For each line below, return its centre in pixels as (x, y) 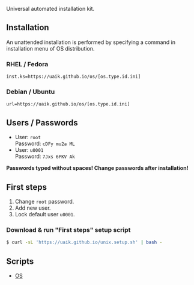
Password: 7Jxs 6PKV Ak (45, 157)
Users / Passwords (42, 123)
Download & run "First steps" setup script (68, 230)
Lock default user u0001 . (45, 215)
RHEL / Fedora (27, 64)
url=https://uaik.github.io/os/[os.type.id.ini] (68, 104)
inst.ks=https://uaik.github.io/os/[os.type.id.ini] (74, 77)
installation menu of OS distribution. (50, 48)
